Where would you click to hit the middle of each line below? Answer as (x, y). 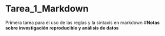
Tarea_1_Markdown (47, 9)
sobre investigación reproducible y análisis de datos (62, 27)
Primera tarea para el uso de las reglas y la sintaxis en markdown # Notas (82, 22)
